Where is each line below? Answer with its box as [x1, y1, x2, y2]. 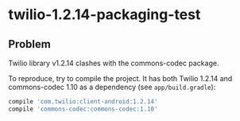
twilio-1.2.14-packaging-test [8, 6, 201, 24]
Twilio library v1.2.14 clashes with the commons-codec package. [8, 58, 219, 68]
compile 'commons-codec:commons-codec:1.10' [8, 105, 158, 113]
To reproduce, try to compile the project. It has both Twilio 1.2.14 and [8, 74, 233, 83]
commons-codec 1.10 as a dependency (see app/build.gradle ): [8, 82, 216, 92]
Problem [8, 37, 52, 51]
